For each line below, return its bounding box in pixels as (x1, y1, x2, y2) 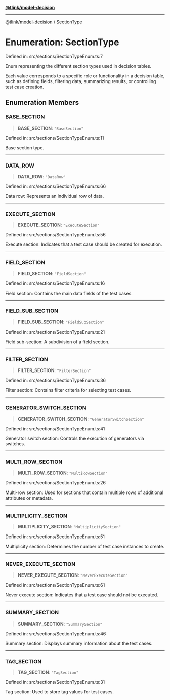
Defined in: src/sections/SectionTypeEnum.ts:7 (5, 53, 103, 59)
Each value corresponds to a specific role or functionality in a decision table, (5, 73, 165, 79)
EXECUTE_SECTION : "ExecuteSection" (17, 222, 100, 228)
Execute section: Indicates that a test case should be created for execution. (5, 241, 162, 248)
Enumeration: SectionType (5, 36, 119, 48)
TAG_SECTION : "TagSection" (17, 669, 79, 675)
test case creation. (5, 84, 44, 90)
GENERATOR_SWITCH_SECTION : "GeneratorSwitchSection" (17, 416, 144, 422)
